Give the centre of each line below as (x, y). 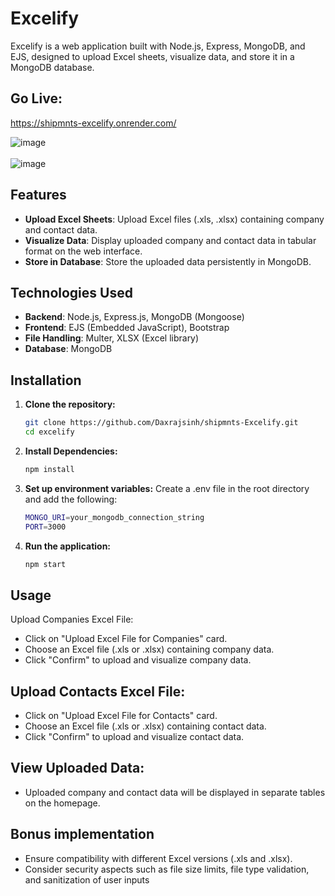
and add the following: (71, 499)
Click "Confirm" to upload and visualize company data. (138, 660)
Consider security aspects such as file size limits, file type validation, (167, 869)
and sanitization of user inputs (87, 879)
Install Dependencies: (71, 451)
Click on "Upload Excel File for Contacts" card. (121, 716)
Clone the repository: (70, 404)
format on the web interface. (83, 251)
